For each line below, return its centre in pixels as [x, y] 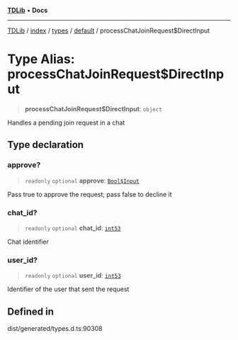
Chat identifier [28, 242]
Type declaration [45, 145]
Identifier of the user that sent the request [68, 289]
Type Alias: [41, 59]
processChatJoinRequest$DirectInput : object [93, 108]
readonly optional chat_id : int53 [73, 228]
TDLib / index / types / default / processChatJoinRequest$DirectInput [109, 30]
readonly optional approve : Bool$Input [82, 181]
